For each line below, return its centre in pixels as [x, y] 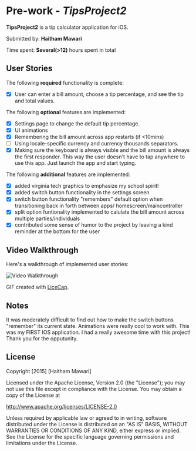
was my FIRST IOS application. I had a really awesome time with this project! [98, 332]
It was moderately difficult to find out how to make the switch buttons [90, 320]
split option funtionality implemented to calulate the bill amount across [99, 212]
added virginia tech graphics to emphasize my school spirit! [87, 186]
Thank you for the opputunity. [42, 339]
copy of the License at [33, 395]
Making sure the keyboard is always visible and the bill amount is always [102, 150]
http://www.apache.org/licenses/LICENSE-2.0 [62, 406]
